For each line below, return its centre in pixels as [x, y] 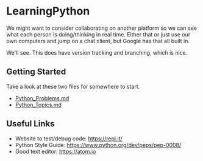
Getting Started [36, 72]
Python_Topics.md [38, 104]
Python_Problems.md [42, 98]
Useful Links [30, 124]
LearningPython [48, 11]
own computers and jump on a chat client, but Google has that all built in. [98, 41]
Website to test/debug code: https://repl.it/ [69, 139]
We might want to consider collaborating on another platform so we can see [101, 28]
